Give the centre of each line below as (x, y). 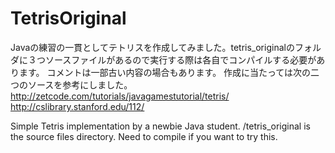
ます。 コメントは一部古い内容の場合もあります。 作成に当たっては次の (165, 72)
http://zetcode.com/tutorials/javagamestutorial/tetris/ (120, 96)
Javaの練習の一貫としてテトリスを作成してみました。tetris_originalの (152, 47)
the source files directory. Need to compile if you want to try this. (144, 136)
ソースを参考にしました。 (80, 84)
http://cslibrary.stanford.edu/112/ (77, 106)
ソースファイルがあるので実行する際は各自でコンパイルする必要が (180, 59)
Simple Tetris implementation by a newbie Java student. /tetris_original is (160, 126)
